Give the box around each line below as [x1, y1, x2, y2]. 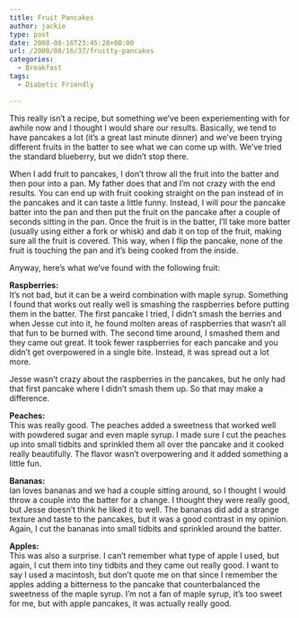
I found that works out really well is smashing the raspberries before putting [9, 299, 290, 309]
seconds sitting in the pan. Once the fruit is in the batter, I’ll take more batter [9, 216, 291, 227]
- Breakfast [17, 64, 63, 73]
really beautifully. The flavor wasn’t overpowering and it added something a [9, 448, 289, 459]
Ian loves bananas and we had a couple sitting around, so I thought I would [9, 485, 286, 496]
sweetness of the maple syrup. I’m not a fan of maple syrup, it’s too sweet [9, 588, 283, 599]
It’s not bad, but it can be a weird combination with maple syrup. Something [9, 289, 289, 300]
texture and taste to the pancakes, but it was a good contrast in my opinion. [9, 514, 289, 524]
